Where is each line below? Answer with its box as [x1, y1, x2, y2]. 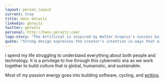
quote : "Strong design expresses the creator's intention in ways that [5, 39, 155, 44]
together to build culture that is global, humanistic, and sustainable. [5, 62, 141, 68]
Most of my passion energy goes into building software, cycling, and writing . [5, 72, 160, 78]
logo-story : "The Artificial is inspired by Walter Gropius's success [5, 35, 153, 40]
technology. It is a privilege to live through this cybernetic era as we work [5, 57, 153, 63]
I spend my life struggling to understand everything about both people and [5, 52, 156, 58]
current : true [5, 12, 34, 17]
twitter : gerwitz [5, 25, 41, 30]
